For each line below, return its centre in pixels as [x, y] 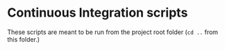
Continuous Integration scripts [98, 13]
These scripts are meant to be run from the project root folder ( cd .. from [113, 32]
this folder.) [24, 39]
